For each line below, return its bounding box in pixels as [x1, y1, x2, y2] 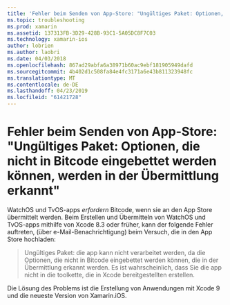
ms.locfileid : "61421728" [7, 94, 82, 101]
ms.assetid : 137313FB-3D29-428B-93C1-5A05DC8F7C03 [7, 29, 156, 37]
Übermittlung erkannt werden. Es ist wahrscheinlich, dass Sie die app [23, 263, 222, 271]
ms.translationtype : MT [7, 74, 76, 82]
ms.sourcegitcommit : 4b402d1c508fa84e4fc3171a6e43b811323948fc [7, 68, 193, 75]
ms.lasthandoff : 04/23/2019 [7, 87, 88, 94]
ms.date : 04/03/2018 [7, 55, 67, 62]
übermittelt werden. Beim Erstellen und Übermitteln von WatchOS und [7, 213, 206, 221]
